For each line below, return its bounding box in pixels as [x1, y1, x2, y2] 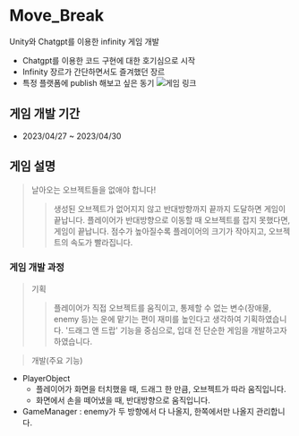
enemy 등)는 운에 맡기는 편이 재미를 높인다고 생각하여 [53, 313, 242, 324]
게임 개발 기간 [9, 107, 81, 122]
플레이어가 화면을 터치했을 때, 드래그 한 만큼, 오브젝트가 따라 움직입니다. [35, 383, 286, 394]
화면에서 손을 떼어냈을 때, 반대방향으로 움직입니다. [35, 395, 210, 406]
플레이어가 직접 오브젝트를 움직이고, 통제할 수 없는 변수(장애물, [53, 302, 272, 313]
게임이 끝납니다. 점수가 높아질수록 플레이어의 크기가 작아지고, [53, 226, 267, 236]
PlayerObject [21, 372, 71, 383]
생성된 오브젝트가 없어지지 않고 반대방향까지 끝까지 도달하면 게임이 [53, 203, 286, 214]
